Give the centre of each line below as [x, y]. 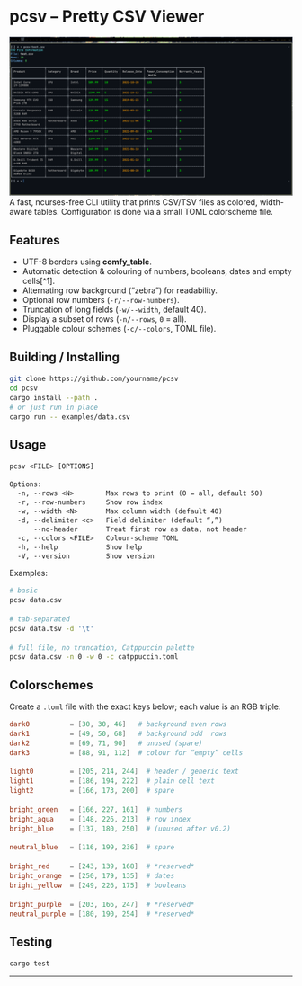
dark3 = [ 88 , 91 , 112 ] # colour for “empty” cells [126, 752]
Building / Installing [64, 357]
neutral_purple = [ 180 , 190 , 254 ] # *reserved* [102, 914]
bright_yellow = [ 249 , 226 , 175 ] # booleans [98, 885]
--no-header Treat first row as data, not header [140, 529]
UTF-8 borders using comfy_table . [87, 262]
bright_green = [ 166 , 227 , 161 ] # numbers [96, 809]
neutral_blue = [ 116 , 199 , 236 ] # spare [92, 848]
